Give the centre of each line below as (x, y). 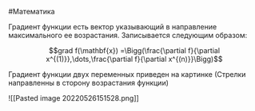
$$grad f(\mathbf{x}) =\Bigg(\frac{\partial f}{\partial (134, 50)
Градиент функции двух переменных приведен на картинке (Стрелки (127, 74)
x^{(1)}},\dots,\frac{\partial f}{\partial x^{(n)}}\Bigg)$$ (134, 59)
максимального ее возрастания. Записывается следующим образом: (128, 35)
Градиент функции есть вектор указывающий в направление (113, 27)
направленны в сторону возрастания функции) (89, 83)
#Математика (32, 11)
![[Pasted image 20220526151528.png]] (74, 98)
